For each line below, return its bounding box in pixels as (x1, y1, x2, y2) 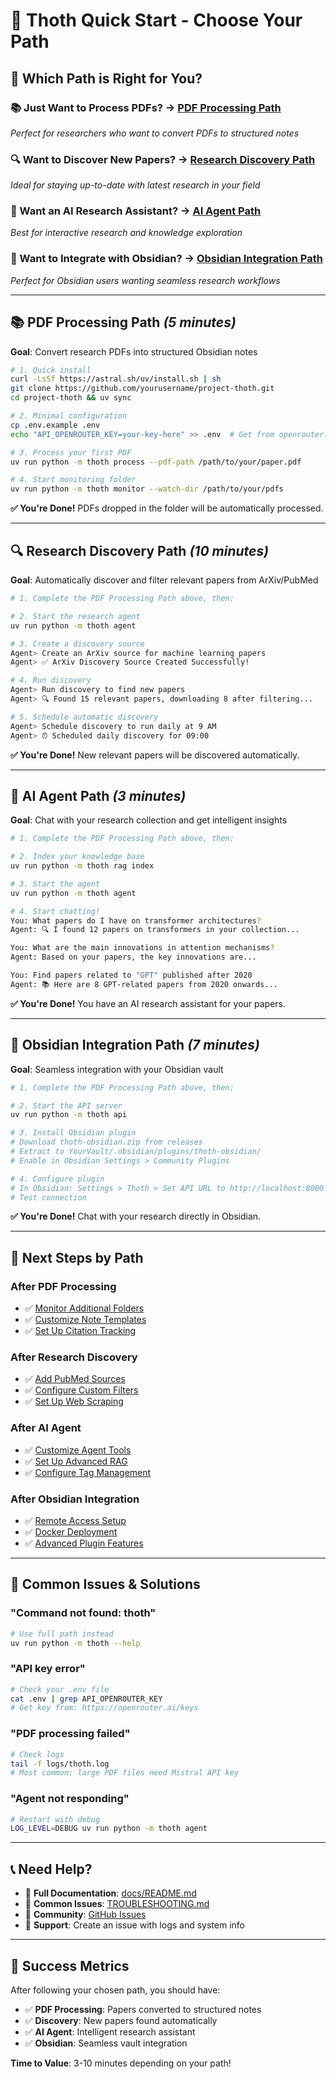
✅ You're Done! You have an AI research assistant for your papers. (10, 997, 287, 1009)
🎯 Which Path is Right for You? (10, 70, 203, 87)
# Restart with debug (10, 1814, 101, 1824)
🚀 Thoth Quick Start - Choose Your (10, 9, 303, 32)
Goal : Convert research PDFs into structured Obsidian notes (10, 345, 258, 358)
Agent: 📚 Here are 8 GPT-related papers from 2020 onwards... (10, 979, 278, 989)
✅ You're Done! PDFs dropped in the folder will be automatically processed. (10, 502, 324, 514)
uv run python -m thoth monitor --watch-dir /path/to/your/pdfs (10, 484, 284, 494)
